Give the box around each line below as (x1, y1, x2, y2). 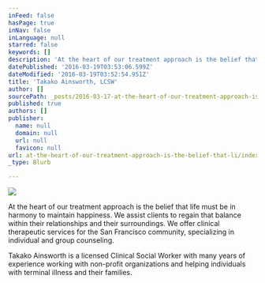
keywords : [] (8, 48, 51, 56)
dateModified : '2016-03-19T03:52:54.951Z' (8, 70, 150, 78)
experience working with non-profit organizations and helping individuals (8, 259, 246, 269)
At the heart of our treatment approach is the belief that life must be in (8, 202, 237, 212)
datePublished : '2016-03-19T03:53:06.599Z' (8, 63, 154, 71)
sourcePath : (8, 92, 47, 100)
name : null (15, 122, 51, 130)
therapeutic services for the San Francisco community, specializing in (8, 227, 235, 237)
